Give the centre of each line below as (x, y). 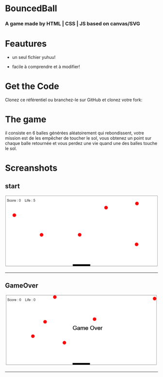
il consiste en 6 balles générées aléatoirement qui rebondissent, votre (74, 133)
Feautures (26, 44)
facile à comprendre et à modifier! (46, 67)
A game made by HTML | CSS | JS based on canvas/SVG (73, 24)
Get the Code (32, 86)
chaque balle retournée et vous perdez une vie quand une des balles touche (81, 143)
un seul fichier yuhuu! (34, 57)
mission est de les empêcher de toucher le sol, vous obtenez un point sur (78, 138)
